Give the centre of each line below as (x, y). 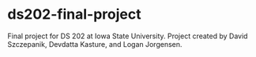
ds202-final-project (74, 14)
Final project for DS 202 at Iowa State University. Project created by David (128, 36)
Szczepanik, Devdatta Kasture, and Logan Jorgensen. (95, 44)
